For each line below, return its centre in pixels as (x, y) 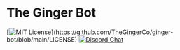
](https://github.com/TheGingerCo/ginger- (112, 32)
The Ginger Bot (51, 13)
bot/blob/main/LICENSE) (42, 39)
